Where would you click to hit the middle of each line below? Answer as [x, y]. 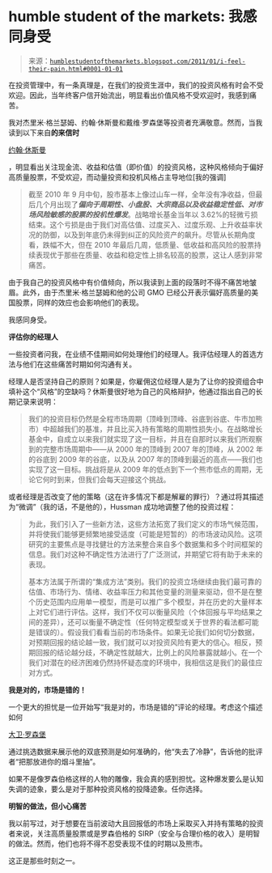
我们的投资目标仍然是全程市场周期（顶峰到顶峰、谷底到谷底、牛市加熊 [145, 418]
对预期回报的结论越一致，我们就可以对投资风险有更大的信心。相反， [142, 642]
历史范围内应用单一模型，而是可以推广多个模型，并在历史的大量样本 [149, 602]
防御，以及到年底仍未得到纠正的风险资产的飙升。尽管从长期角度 [149, 235]
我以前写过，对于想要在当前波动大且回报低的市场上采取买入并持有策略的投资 [136, 823]
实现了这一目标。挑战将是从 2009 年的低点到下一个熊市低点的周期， [142, 469]
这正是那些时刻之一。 [44, 860]
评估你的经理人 [33, 337]
